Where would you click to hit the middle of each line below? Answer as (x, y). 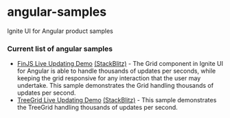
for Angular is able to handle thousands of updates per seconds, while (116, 71)
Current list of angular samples (60, 49)
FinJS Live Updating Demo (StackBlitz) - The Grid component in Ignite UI (120, 64)
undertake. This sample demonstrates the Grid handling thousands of (115, 86)
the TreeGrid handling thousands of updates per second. (97, 108)
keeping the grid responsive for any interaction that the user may (109, 78)
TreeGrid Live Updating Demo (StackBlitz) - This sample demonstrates (117, 100)
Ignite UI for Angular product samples (60, 31)
